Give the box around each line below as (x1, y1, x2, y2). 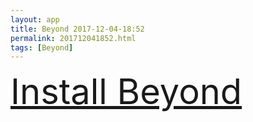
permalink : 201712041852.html (10, 33, 137, 43)
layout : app (10, 14, 60, 25)
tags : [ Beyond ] (10, 42, 74, 53)
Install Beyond (10, 70, 243, 114)
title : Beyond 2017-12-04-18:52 (10, 24, 145, 34)
